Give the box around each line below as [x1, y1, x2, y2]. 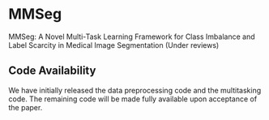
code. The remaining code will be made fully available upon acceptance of [8, 94, 258, 104]
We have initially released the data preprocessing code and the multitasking [8, 85, 262, 95]
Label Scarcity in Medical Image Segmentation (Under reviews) [8, 40, 220, 49]
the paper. [8, 102, 43, 112]
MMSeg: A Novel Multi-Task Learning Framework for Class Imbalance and [8, 32, 255, 41]
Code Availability [8, 64, 96, 78]
